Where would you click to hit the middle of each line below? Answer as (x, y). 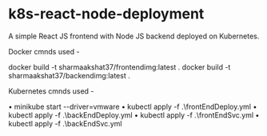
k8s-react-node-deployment (106, 14)
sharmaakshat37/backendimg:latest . (69, 75)
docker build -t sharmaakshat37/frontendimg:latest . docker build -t (120, 67)
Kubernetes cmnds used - (51, 91)
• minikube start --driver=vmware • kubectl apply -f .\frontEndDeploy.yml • (133, 106)
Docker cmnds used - (44, 51)
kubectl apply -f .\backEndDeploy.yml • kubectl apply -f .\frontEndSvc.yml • (134, 115)
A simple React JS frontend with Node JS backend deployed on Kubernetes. (134, 36)
